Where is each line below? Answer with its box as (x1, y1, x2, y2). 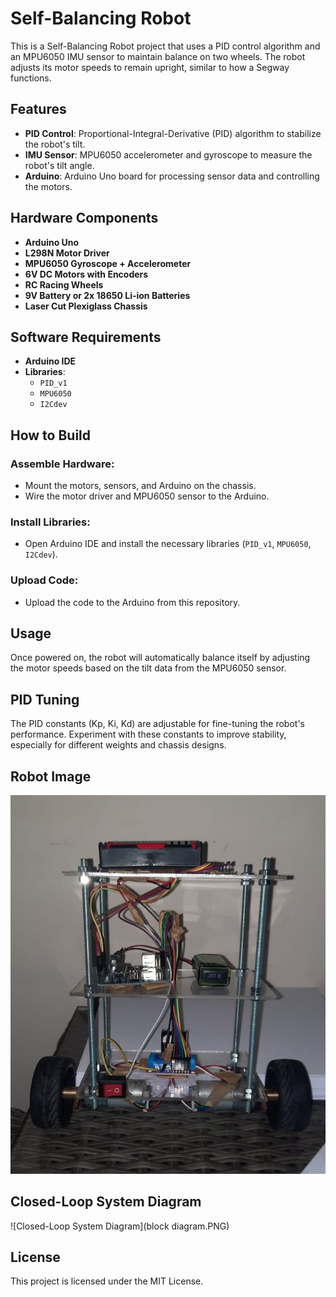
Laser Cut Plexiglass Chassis (24, 300, 148, 312)
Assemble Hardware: (10, 457, 115, 471)
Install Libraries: (10, 515, 91, 529)
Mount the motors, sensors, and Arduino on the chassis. (24, 480, 257, 492)
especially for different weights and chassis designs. (10, 739, 227, 751)
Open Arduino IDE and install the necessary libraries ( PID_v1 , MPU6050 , (24, 538, 312, 550)
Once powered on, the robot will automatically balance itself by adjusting (10, 652, 311, 664)
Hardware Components (10, 210, 159, 227)
